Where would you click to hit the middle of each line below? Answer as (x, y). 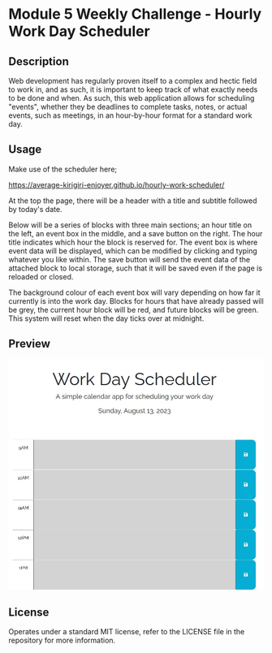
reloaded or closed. (41, 276)
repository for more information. (62, 640)
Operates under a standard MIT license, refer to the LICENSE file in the (127, 632)
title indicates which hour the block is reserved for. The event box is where (133, 242)
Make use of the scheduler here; (63, 169)
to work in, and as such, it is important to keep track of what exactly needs (133, 89)
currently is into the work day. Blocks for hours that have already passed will (136, 301)
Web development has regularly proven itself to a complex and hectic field (133, 81)
